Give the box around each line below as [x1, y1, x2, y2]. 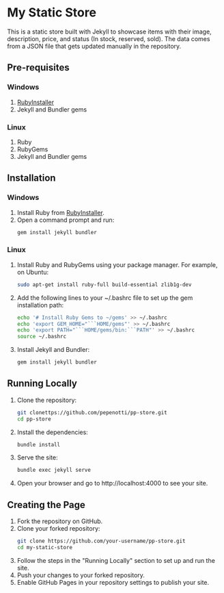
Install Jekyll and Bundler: [16, 346, 90, 354]
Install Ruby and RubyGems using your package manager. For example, [16, 260, 218, 268]
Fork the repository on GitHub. [16, 517, 103, 525]
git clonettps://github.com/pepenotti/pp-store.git [16, 409, 167, 416]
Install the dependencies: [16, 428, 89, 436]
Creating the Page [7, 499, 85, 511]
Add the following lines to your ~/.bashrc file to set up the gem [16, 293, 193, 302]
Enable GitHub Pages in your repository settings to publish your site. [16, 578, 210, 586]
